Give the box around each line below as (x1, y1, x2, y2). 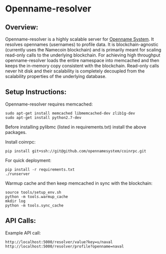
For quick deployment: (5, 157, 51, 163)
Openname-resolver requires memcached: (5, 101, 93, 107)
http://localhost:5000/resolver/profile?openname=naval (5, 243, 124, 249)
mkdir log (5, 198, 26, 203)
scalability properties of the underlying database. (5, 73, 106, 79)
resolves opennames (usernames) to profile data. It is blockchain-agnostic (5, 41, 158, 47)
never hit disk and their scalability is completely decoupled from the (5, 68, 145, 74)
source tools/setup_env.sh (5, 189, 61, 195)
